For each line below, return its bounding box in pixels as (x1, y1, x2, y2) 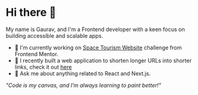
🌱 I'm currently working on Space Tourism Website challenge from (14, 44, 182, 51)
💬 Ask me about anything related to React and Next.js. (14, 69, 151, 77)
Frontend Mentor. (14, 50, 59, 57)
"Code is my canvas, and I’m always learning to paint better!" (5, 82, 161, 89)
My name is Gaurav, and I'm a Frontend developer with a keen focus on (5, 26, 185, 33)
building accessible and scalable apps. (5, 32, 103, 39)
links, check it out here (14, 63, 72, 71)
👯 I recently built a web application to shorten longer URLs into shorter (14, 57, 192, 64)
